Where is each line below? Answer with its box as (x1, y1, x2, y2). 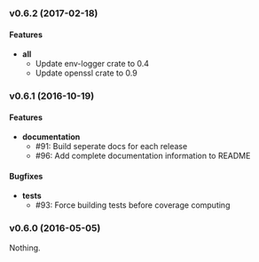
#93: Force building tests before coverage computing (35, 200, 231, 210)
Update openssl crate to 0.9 (35, 67, 137, 78)
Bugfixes (9, 171, 43, 181)
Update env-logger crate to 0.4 (35, 59, 149, 69)
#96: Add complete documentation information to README (35, 150, 251, 162)
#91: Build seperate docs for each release (35, 141, 188, 152)
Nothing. (9, 242, 42, 253)
